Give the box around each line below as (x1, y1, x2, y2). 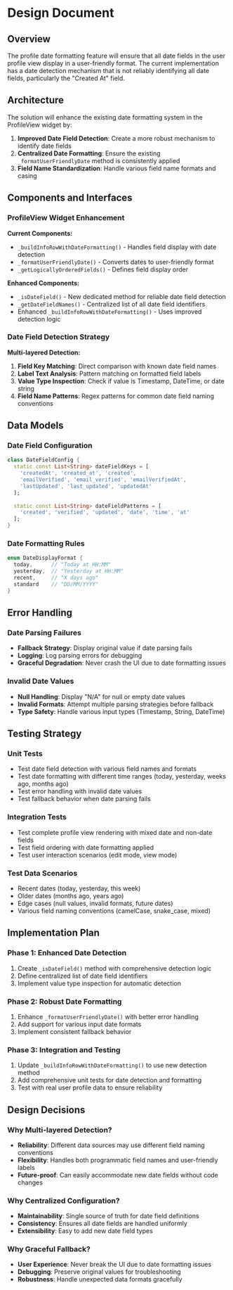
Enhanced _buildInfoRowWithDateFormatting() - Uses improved (17, 307, 202, 316)
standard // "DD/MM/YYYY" (13, 580, 99, 588)
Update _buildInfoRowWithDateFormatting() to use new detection (17, 1061, 207, 1070)
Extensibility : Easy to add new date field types (17, 1227, 153, 1235)
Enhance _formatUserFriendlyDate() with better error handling (17, 1012, 199, 1021)
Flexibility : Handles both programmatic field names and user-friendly (17, 1156, 219, 1164)
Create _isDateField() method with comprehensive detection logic (17, 964, 212, 972)
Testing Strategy (7, 728, 82, 740)
